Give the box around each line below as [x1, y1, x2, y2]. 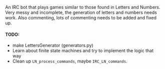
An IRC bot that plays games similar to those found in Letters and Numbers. [5, 4, 160, 10]
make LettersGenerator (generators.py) [12, 42, 93, 49]
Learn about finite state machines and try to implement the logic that [12, 48, 154, 54]
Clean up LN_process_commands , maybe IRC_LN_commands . [12, 58, 127, 64]
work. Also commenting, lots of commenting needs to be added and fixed [5, 15, 156, 20]
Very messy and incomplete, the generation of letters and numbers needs [5, 9, 157, 15]
